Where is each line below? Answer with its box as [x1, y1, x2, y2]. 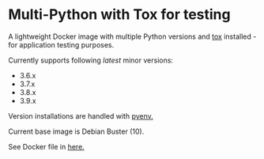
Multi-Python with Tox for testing [8, 6, 231, 24]
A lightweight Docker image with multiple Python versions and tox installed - [8, 32, 257, 41]
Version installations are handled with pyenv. [8, 111, 154, 120]
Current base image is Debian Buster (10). [8, 127, 145, 136]
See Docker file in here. [8, 142, 85, 151]
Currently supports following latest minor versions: [8, 55, 174, 65]
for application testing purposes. [8, 40, 115, 49]
